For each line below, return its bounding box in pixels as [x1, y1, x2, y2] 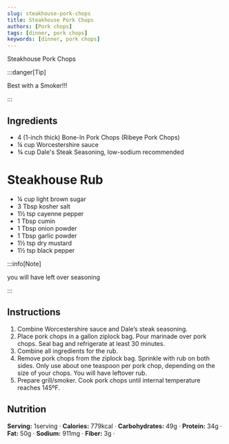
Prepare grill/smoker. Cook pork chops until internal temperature [17, 376, 201, 384]
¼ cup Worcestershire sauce [17, 140, 99, 148]
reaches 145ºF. [17, 383, 61, 392]
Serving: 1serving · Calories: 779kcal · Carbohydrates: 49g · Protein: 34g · [7, 422, 222, 430]
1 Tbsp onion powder [17, 224, 77, 232]
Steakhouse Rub [7, 172, 103, 188]
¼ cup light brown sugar [17, 195, 86, 203]
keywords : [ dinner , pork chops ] [7, 36, 100, 43]
